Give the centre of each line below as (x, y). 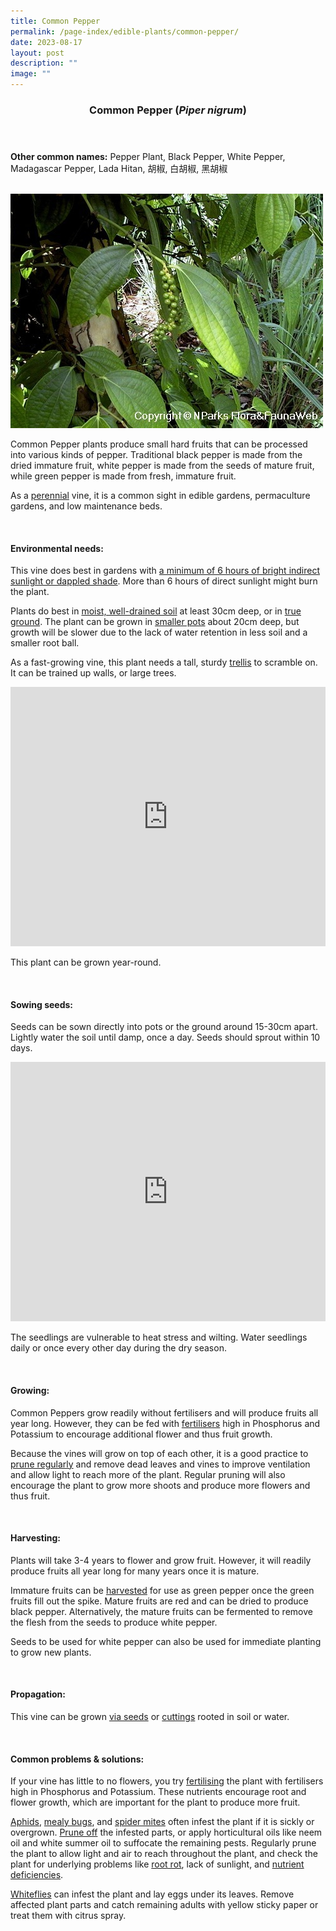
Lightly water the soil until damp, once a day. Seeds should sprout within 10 (165, 1037)
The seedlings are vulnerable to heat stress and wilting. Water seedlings (159, 1337)
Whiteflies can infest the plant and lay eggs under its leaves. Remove (152, 1894)
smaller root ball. (45, 643)
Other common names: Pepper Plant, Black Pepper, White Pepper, (148, 156)
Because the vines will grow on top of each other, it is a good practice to (159, 1453)
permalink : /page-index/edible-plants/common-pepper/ (125, 31)
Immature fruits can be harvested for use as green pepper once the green (162, 1590)
